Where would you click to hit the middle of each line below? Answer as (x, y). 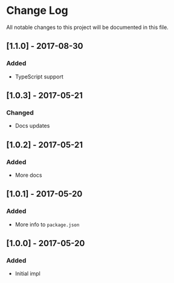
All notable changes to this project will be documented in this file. (88, 27)
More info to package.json (47, 224)
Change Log (37, 11)
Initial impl (27, 274)
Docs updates (32, 126)
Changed (20, 112)
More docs (28, 175)
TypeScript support (39, 77)
